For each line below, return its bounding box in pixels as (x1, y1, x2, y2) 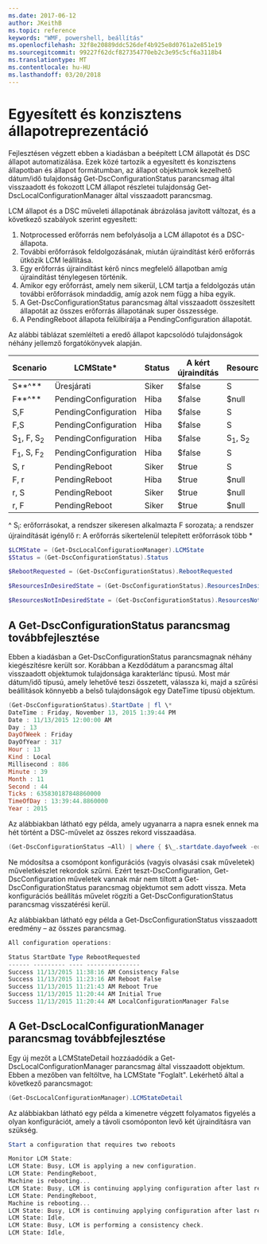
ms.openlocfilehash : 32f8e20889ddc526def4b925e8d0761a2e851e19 (8, 41, 222, 49)
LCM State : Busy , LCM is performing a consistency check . (8, 1222, 204, 1230)
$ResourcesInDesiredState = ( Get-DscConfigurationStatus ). (8, 582, 208, 590)
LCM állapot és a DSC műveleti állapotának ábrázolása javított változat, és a (8, 206, 256, 216)
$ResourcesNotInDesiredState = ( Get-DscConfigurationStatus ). (8, 597, 219, 605)
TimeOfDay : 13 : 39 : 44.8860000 (8, 797, 109, 806)
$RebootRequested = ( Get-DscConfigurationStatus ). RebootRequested (8, 568, 233, 576)
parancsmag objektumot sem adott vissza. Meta (88, 882, 246, 892)
